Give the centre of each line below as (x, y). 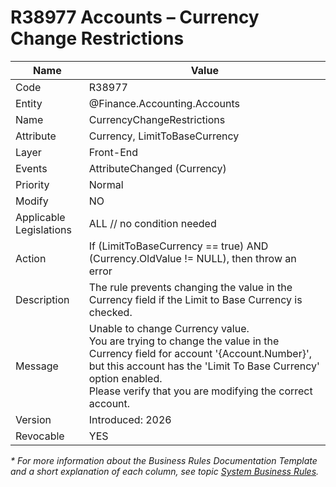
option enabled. (125, 378)
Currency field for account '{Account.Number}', (200, 353)
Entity (29, 103)
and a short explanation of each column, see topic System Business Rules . (165, 471)
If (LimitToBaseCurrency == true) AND (178, 246)
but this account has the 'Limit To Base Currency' (204, 366)
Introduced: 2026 (130, 419)
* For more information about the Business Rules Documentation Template (164, 460)
